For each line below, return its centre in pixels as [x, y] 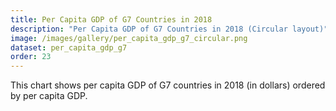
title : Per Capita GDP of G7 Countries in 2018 [111, 19]
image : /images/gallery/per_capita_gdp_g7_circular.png [129, 38]
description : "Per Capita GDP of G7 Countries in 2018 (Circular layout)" [169, 29]
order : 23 [31, 57]
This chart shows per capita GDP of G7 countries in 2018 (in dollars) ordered [168, 85]
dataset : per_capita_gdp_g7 [69, 47]
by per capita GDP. [49, 96]
